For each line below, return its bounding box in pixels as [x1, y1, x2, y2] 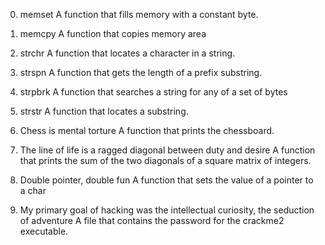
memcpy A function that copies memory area [19, 28, 207, 39]
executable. [19, 225, 69, 237]
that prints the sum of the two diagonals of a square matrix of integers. [19, 155, 312, 166]
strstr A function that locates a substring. [19, 105, 189, 117]
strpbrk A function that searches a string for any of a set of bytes [19, 86, 288, 98]
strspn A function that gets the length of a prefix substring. [19, 67, 263, 78]
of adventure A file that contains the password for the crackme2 [19, 215, 285, 226]
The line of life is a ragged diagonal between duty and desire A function [19, 144, 316, 156]
